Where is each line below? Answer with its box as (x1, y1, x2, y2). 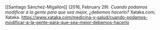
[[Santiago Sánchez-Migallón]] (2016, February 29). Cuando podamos (5, 4, 148, 10)
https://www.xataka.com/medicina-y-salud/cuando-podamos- (21, 15, 148, 20)
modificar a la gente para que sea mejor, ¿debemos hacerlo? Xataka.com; (5, 9, 156, 15)
